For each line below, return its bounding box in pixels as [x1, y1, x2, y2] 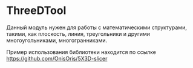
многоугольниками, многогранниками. [6, 36, 108, 44]
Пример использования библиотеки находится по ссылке [6, 48, 156, 55]
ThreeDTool [6, 4, 67, 18]
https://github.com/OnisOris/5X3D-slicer [6, 55, 108, 62]
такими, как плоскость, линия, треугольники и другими [6, 30, 150, 37]
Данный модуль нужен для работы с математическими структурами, [6, 24, 188, 31]
